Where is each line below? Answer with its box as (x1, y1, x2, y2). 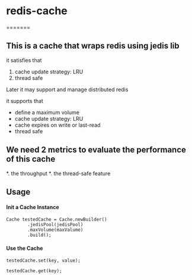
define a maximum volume (14, 108, 80, 116)
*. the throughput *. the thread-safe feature (6, 170, 111, 177)
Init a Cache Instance (6, 203, 59, 211)
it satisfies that (6, 56, 42, 63)
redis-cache (6, 4, 68, 18)
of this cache (6, 154, 56, 164)
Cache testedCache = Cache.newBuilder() (6, 217, 108, 223)
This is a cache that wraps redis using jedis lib (6, 41, 180, 51)
